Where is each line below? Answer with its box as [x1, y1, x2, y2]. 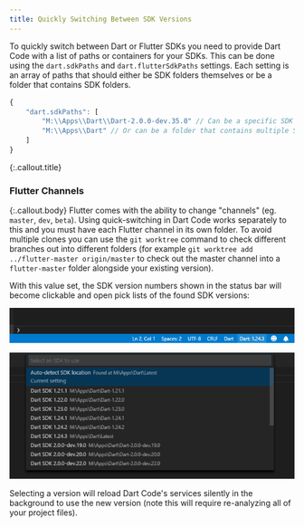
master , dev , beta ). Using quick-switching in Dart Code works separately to [9, 215, 287, 225]
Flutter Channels [9, 184, 84, 196]
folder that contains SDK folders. [9, 79, 131, 90]
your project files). [9, 507, 79, 518]
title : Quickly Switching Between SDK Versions [9, 14, 193, 24]
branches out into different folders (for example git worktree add [9, 244, 253, 254]
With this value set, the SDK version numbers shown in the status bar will [9, 281, 282, 292]
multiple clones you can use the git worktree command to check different [9, 234, 287, 244]
